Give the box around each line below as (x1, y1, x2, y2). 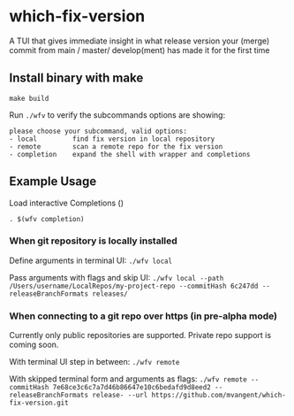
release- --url (92, 391, 148, 400)
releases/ (92, 289, 128, 298)
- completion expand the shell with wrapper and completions (9, 150, 251, 158)
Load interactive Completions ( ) (9, 197, 124, 208)
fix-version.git (9, 398, 69, 408)
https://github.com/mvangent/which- (151, 391, 287, 400)
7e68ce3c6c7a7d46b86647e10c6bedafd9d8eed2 (52, 383, 212, 392)
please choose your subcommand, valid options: (9, 127, 188, 135)
